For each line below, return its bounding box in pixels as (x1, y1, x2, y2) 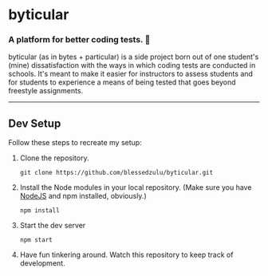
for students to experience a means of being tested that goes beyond (8, 77, 237, 87)
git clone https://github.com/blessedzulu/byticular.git (19, 169, 214, 177)
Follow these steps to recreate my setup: (8, 138, 142, 148)
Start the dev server (19, 221, 86, 231)
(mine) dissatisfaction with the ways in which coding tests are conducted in (8, 61, 256, 70)
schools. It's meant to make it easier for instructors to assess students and (8, 69, 254, 79)
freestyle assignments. (8, 86, 84, 96)
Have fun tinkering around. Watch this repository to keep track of (19, 250, 234, 260)
